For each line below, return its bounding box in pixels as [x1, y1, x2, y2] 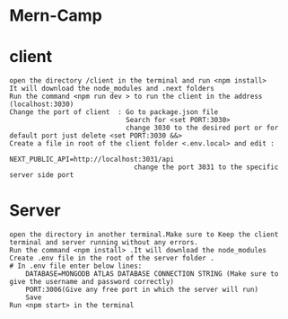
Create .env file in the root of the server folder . [9, 253, 215, 263]
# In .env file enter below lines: [9, 261, 143, 270]
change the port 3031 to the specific [133, 163, 279, 172]
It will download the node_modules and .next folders [9, 84, 215, 93]
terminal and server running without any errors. [9, 238, 199, 247]
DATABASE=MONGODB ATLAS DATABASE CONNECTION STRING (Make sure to [25, 270, 279, 279]
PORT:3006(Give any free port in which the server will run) [25, 285, 258, 295]
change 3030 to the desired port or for [125, 123, 279, 133]
